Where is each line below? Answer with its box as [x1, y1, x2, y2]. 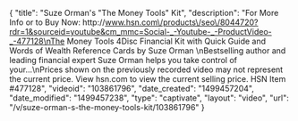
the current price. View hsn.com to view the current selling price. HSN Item [9, 74, 286, 84]
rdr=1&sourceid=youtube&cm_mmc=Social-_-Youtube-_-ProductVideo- [9, 27, 272, 36]
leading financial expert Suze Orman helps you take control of [9, 55, 238, 65]
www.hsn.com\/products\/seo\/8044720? [105, 17, 259, 28]
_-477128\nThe [9, 36, 65, 46]
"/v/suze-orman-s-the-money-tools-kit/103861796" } [9, 102, 206, 112]
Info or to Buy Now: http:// [9, 17, 106, 28]
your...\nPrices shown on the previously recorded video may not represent [9, 64, 284, 75]
